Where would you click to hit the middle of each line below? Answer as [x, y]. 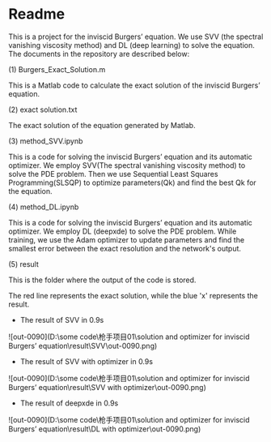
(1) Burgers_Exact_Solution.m [57, 69]
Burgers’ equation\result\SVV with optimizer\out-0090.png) [107, 387]
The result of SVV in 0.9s [62, 320]
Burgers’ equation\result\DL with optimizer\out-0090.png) [105, 429]
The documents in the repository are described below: [99, 54]
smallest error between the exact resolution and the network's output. [125, 248]
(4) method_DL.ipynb [44, 207]
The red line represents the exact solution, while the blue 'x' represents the [133, 295]
